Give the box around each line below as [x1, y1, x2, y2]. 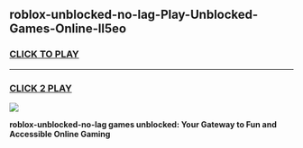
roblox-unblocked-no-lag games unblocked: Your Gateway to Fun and [9, 118, 277, 129]
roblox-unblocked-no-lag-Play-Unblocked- [9, 7, 259, 22]
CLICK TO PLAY [9, 48, 79, 61]
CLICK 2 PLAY [9, 82, 72, 94]
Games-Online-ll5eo [9, 22, 127, 37]
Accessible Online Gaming [9, 128, 111, 139]
